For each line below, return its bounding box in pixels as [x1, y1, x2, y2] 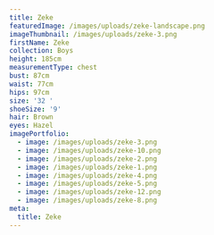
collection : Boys [9, 46, 74, 55]
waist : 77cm [9, 80, 53, 88]
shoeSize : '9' [9, 105, 62, 113]
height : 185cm [9, 55, 62, 63]
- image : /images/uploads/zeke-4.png [17, 171, 158, 180]
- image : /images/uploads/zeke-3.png [17, 138, 158, 147]
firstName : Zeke [9, 38, 70, 47]
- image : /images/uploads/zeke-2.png [17, 154, 158, 164]
